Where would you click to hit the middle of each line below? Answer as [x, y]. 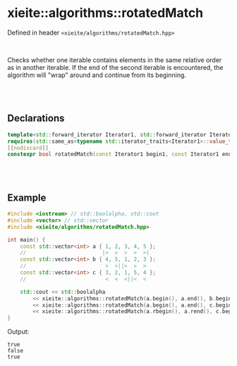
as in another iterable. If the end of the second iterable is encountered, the [115, 67]
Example [27, 197]
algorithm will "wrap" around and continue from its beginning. [97, 75]
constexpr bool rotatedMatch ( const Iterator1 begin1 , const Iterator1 [113, 154]
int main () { [26, 240]
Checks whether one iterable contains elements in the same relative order [115, 60]
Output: [18, 332]
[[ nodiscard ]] [28, 148]
